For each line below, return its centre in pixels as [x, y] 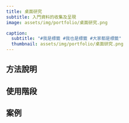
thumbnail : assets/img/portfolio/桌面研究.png [67, 44]
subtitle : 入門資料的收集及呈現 [41, 17]
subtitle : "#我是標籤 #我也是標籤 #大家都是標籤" [67, 39]
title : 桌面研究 [24, 11]
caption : [17, 33]
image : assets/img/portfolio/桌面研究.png [57, 22]
